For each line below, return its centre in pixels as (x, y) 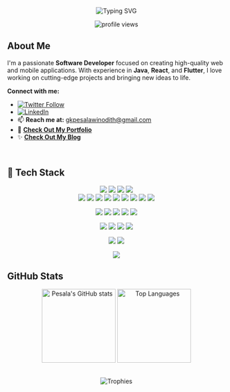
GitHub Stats (35, 276)
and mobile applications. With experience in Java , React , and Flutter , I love (115, 70)
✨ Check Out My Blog (49, 137)
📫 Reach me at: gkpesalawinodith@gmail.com (84, 119)
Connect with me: (34, 91)
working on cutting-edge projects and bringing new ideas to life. (99, 77)
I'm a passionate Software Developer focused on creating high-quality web (115, 62)
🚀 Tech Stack (36, 173)
